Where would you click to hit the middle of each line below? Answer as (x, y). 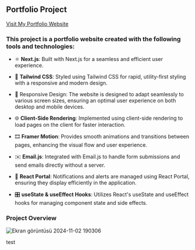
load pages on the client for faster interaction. (70, 125)
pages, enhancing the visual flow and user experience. (81, 145)
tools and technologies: (41, 46)
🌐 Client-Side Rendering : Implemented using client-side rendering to (99, 118)
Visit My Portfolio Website (37, 23)
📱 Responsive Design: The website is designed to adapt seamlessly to (99, 94)
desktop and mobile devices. (50, 107)
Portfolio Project (37, 10)
